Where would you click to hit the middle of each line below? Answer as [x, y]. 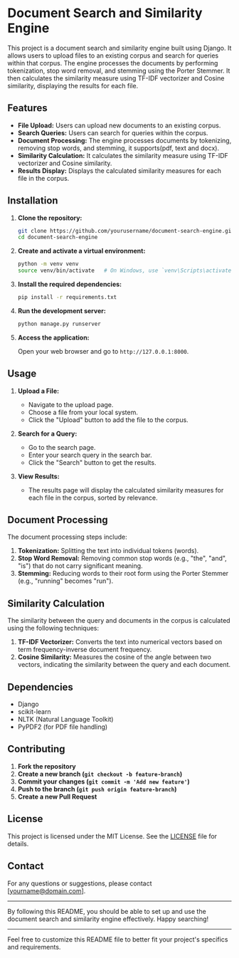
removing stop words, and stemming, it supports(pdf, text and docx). [118, 148]
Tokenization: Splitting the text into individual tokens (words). [108, 551]
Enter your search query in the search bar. [90, 455]
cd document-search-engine [58, 237]
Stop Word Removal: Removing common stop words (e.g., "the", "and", [122, 558]
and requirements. [34, 947]
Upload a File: [38, 391]
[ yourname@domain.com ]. [47, 890]
